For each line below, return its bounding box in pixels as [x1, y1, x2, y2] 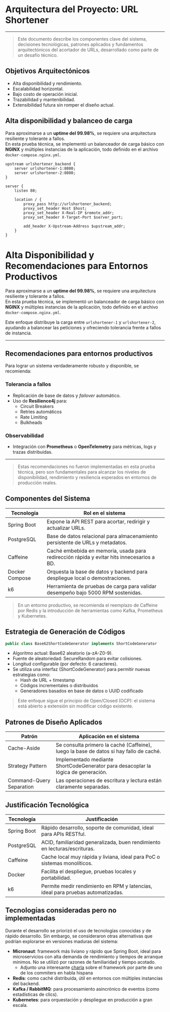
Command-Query [8, 777, 51, 784]
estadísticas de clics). [12, 991, 58, 997]
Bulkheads [20, 419, 42, 425]
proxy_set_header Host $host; [23, 206, 87, 211]
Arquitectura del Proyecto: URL [5, 4, 139, 15]
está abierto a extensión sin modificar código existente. [17, 703, 134, 709]
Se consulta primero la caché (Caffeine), [55, 741, 152, 749]
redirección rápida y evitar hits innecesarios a [47, 553, 155, 560]
